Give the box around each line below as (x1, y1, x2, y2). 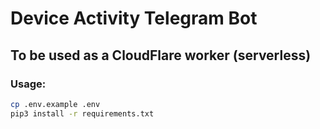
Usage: (10, 77, 47, 91)
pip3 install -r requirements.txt (10, 108, 155, 119)
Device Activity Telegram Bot (10, 7, 258, 30)
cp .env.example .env (10, 99, 101, 109)
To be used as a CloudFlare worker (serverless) (10, 47, 312, 64)
